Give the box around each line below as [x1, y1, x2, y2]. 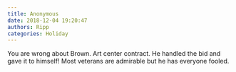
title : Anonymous [7, 10, 59, 18]
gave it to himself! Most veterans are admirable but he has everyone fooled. [7, 57, 230, 66]
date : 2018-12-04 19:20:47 [7, 17, 88, 24]
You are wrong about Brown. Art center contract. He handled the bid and [7, 49, 221, 58]
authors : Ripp [7, 23, 50, 30]
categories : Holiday [7, 30, 69, 37]
